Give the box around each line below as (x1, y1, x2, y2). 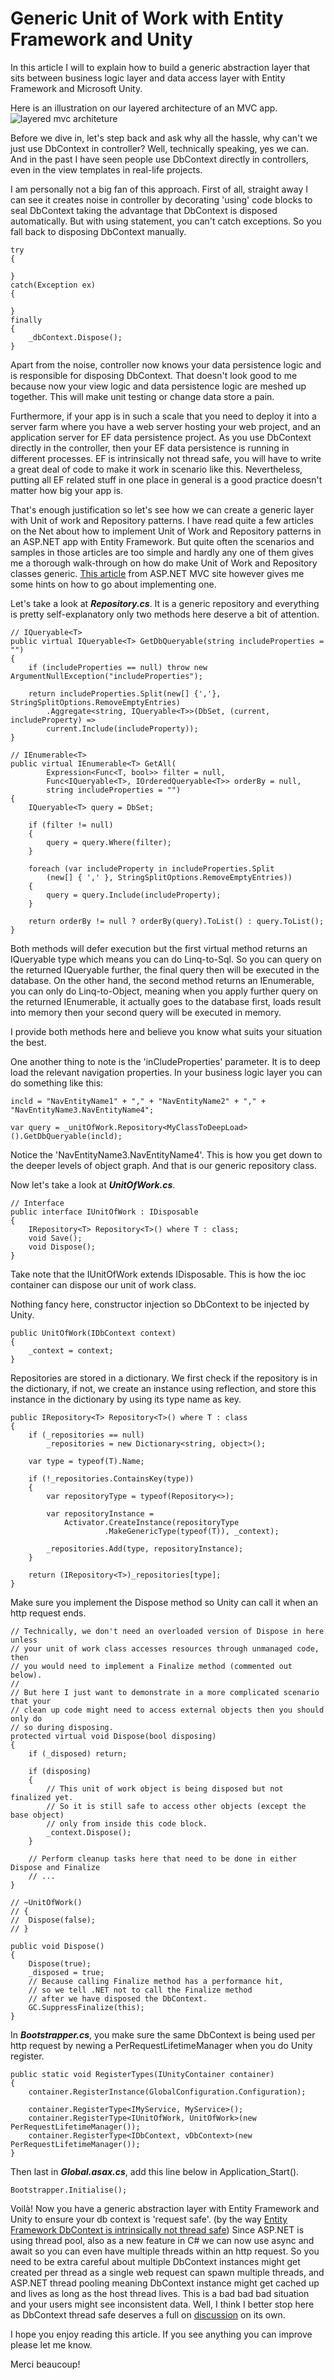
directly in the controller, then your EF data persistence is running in (10, 442, 290, 454)
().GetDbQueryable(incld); (10, 1131, 123, 1141)
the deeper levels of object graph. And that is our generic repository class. (10, 1159, 317, 1171)
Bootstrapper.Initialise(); (10, 2185, 128, 2195)
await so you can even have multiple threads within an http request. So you (10, 2245, 320, 2257)
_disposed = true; (28, 1967, 105, 1977)
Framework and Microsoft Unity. (10, 82, 143, 94)
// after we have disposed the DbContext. (28, 1993, 208, 2004)
